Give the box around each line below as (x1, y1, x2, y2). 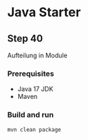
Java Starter (7, 4, 81, 21)
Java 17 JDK (17, 85, 54, 93)
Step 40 (7, 33, 44, 45)
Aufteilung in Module (7, 51, 68, 59)
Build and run (7, 110, 54, 120)
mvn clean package (7, 126, 61, 133)
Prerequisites (7, 69, 54, 78)
